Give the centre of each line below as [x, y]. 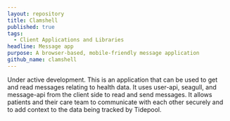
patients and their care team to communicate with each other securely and [115, 102]
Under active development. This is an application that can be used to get [113, 79]
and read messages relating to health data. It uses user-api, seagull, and [112, 87]
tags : [15, 33]
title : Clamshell [33, 20]
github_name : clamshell [42, 60]
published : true [31, 27]
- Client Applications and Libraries [69, 40]
